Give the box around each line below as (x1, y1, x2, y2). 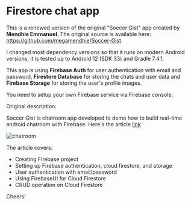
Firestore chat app (6, 4, 99, 18)
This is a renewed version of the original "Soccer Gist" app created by (6, 24, 180, 31)
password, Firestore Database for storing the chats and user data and (6, 73, 181, 80)
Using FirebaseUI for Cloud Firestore (14, 174, 107, 182)
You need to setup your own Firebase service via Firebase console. (6, 91, 174, 98)
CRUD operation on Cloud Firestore (14, 181, 104, 188)
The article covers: (6, 144, 53, 151)
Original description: (6, 102, 57, 109)
